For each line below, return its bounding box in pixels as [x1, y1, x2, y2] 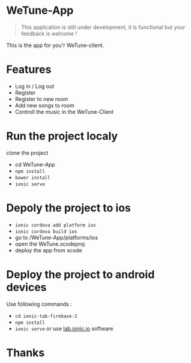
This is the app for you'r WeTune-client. [6, 42, 104, 49]
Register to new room [14, 95, 68, 102]
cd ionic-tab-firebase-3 [14, 313, 77, 319]
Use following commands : [6, 300, 72, 308]
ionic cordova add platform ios [14, 222, 96, 228]
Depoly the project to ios [6, 201, 131, 214]
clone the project [6, 149, 49, 157]
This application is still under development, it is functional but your [20, 23, 186, 31]
